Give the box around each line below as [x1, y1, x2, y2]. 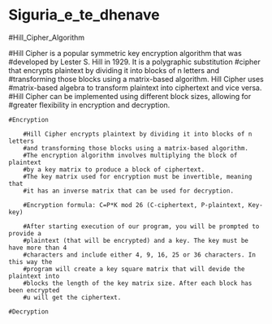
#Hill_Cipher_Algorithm [8, 32, 85, 42]
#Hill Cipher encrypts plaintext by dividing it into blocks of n [23, 130, 253, 138]
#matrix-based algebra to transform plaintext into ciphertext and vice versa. [8, 83, 262, 93]
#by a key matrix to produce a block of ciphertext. [23, 165, 205, 174]
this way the [8, 257, 53, 266]
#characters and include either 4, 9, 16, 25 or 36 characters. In [23, 250, 256, 259]
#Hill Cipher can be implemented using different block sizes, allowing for [8, 91, 252, 101]
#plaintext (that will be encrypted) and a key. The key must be [23, 236, 249, 244]
